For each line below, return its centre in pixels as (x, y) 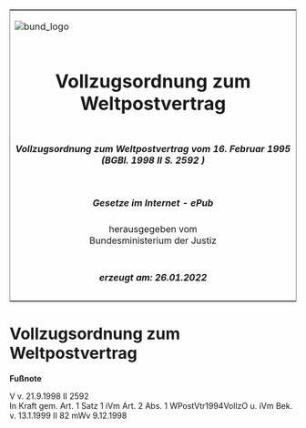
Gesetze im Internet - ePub (153, 202)
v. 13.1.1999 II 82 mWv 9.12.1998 (68, 415)
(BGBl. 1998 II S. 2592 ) (153, 160)
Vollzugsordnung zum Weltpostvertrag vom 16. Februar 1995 (153, 148)
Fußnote (26, 378)
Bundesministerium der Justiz (153, 240)
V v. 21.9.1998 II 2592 (49, 396)
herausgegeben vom (153, 229)
